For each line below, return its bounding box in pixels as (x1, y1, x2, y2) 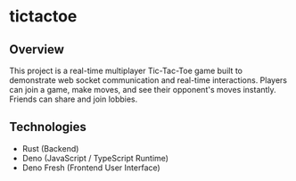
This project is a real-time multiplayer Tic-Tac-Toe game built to (9, 65, 243, 76)
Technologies (9, 119, 87, 135)
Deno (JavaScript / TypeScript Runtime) (21, 152, 169, 163)
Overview (9, 42, 65, 57)
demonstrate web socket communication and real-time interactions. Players (9, 75, 288, 86)
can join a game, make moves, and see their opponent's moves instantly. (9, 85, 276, 95)
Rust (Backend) (21, 143, 79, 153)
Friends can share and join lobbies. (9, 94, 138, 104)
